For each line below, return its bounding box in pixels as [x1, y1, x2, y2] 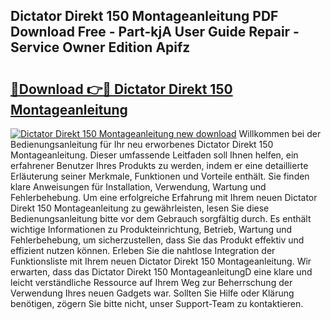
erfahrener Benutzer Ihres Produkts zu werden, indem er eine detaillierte [10, 160, 309, 171]
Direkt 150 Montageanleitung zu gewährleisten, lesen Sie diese [10, 202, 270, 214]
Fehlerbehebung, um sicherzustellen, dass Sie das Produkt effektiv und [10, 234, 305, 246]
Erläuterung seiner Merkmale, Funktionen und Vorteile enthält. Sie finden [10, 170, 310, 182]
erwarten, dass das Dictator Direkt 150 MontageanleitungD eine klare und [10, 266, 313, 278]
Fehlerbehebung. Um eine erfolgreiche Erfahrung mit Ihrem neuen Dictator [10, 192, 318, 203]
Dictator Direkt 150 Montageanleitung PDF [10, 8, 279, 25]
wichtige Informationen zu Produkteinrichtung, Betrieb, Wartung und [10, 224, 293, 235]
